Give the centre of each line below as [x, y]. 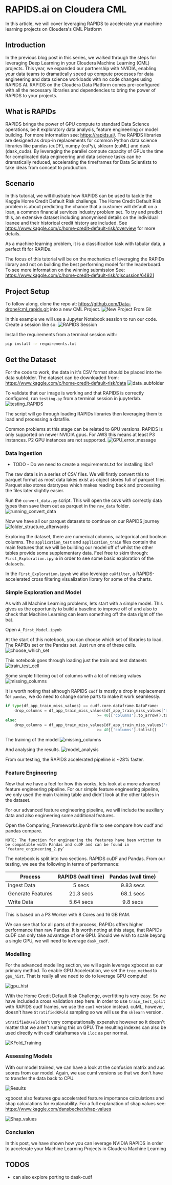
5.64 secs [81, 902]
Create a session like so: [31, 325]
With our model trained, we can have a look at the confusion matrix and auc [85, 1067]
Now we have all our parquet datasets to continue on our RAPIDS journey [82, 521]
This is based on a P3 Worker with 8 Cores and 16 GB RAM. [68, 915]
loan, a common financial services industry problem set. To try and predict [84, 212]
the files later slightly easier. [35, 491]
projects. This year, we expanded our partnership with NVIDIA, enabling [81, 68]
